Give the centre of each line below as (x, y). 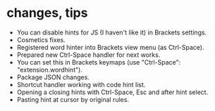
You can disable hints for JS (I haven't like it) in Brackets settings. (112, 32)
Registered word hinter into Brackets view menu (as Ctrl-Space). (110, 47)
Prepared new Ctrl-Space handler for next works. (88, 55)
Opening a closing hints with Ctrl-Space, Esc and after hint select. (112, 92)
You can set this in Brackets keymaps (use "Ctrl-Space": (99, 62)
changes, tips (47, 13)
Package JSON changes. (53, 77)
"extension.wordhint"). (49, 70)
